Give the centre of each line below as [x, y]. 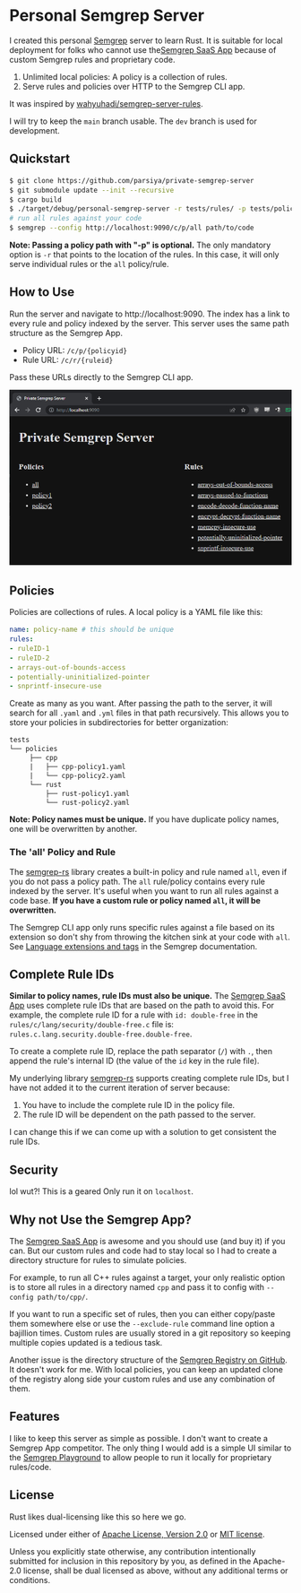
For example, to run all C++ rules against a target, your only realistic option [147, 1277]
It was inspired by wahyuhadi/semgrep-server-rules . [106, 103]
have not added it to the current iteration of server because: [120, 1088]
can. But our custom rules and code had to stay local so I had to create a [143, 1251]
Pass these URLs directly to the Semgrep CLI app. [102, 377]
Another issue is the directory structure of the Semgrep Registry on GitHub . [149, 1360]
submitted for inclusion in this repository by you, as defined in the [130, 1561]
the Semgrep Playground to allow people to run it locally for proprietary [141, 1457]
